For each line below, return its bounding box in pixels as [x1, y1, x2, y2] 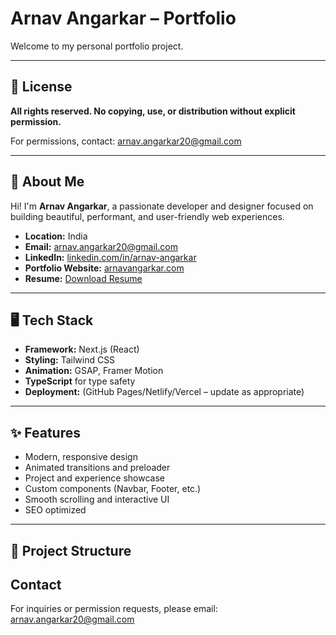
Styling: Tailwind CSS [24, 354, 116, 366]
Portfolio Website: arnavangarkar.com [24, 262, 185, 274]
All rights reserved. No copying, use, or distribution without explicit [10, 105, 296, 117]
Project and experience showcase [24, 472, 165, 484]
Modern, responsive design [24, 451, 138, 463]
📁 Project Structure [10, 542, 132, 559]
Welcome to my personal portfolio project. [10, 40, 184, 52]
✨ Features [10, 424, 81, 441]
